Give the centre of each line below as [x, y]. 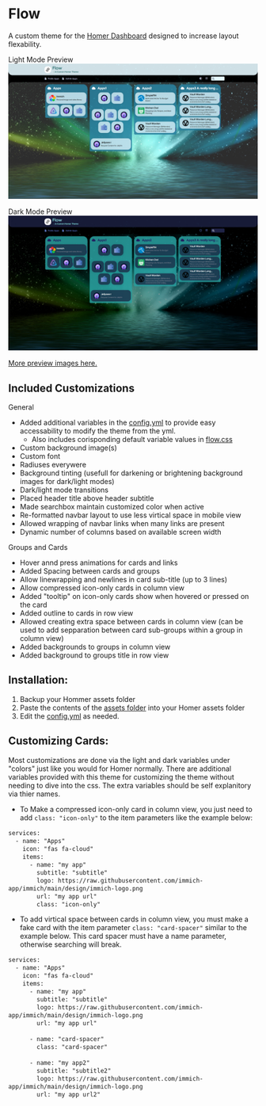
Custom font [40, 456]
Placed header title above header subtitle [87, 498]
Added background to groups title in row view [94, 655]
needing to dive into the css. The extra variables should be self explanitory [130, 785]
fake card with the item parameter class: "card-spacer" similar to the [133, 927]
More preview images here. [53, 363]
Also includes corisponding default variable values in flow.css [132, 440]
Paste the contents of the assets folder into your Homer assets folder [132, 707]
